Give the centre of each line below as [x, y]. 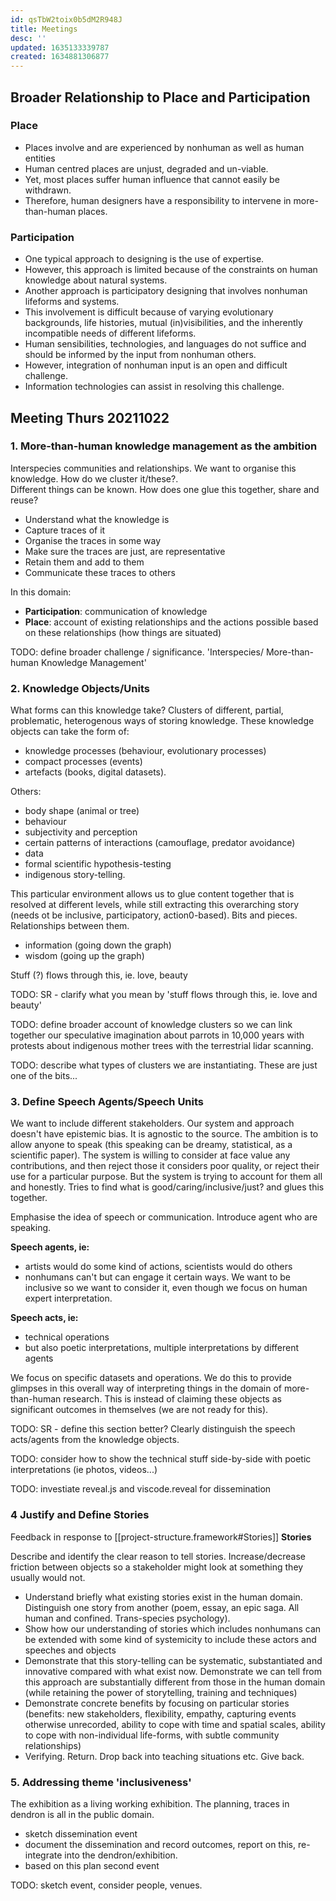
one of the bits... [44, 1076]
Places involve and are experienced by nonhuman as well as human [164, 147]
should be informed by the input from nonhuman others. [140, 355]
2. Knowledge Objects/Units [80, 688]
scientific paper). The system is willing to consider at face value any [150, 1155]
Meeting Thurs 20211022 [90, 417]
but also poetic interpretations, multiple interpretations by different [162, 1348]
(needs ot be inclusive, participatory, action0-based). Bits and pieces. [154, 915]
